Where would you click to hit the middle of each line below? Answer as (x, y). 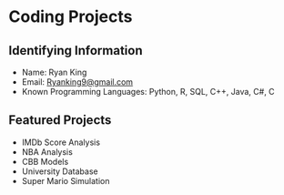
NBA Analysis (47, 151)
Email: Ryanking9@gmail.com (77, 82)
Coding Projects (71, 17)
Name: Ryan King (54, 72)
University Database (60, 171)
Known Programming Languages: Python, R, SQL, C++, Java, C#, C (148, 92)
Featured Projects (60, 120)
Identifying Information (76, 51)
